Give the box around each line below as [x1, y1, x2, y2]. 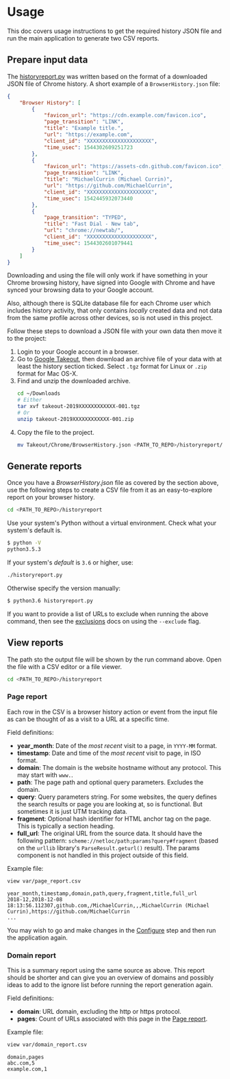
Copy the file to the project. [16, 428, 94, 436]
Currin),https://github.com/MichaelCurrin [7, 908, 130, 915]
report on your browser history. [7, 493, 95, 501]
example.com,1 [7, 1065, 48, 1072]
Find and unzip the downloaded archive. [16, 377, 131, 385]
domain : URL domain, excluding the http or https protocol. [16, 1007, 181, 1015]
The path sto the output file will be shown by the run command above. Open [7, 655, 222, 663]
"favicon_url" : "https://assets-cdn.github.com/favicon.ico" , [43, 163, 225, 170]
